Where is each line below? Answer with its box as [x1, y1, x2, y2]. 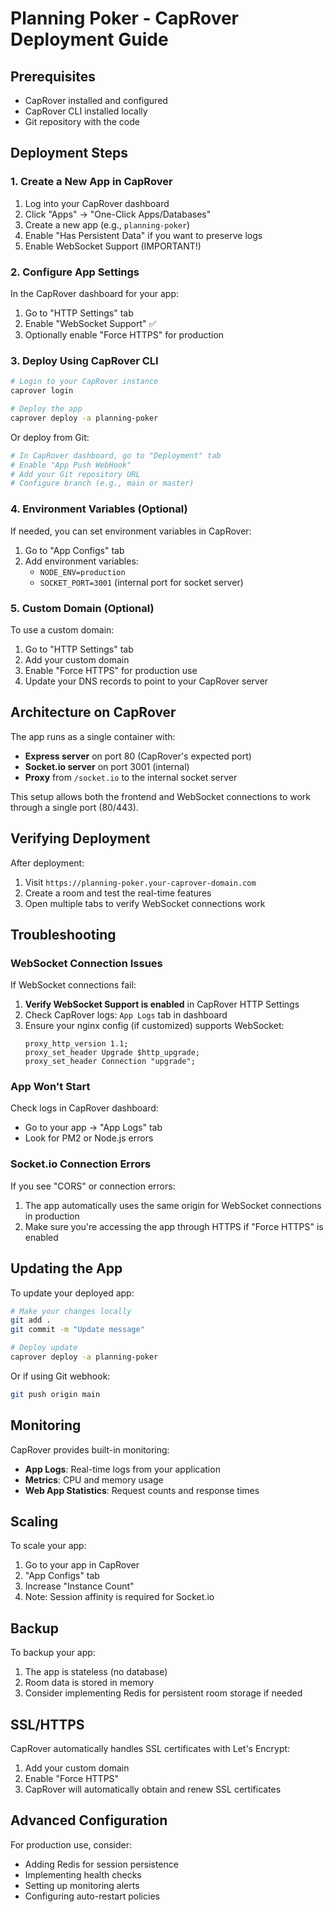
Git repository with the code [24, 116, 140, 127]
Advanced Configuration [10, 1812, 168, 1829]
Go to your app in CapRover [24, 1559, 140, 1571]
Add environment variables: [24, 555, 139, 567]
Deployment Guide [10, 28, 169, 51]
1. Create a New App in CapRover [10, 175, 173, 189]
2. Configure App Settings [10, 265, 140, 279]
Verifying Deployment [10, 830, 151, 847]
